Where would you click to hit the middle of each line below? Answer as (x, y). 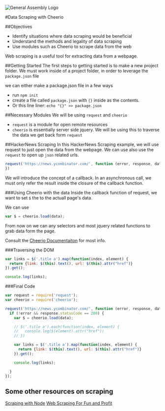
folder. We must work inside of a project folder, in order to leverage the (77, 71)
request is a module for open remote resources (60, 124)
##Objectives (19, 27)
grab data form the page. (30, 231)
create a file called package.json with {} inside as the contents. (76, 100)
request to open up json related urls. (42, 155)
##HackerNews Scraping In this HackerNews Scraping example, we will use (82, 144)
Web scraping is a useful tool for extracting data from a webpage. (72, 56)
